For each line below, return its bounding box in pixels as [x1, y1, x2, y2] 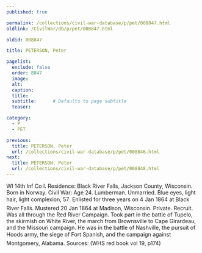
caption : [12, 87, 34, 93]
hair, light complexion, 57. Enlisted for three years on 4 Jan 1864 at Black [6, 196, 190, 203]
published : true [6, 9, 48, 15]
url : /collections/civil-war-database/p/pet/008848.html [12, 166, 160, 172]
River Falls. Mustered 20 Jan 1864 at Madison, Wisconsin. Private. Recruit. [6, 204, 193, 212]
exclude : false [12, 65, 51, 71]
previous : [6, 137, 32, 143]
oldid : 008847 [6, 37, 43, 43]
